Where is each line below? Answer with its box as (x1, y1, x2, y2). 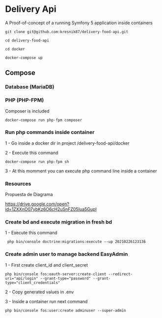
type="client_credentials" (5, 280, 60, 285)
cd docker (5, 46, 26, 51)
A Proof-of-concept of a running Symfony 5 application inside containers (5, 20, 153, 26)
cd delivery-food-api (5, 38, 50, 43)
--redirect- (108, 272, 133, 277)
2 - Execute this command (5, 150, 58, 156)
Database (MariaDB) (5, 83, 55, 90)
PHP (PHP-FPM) (5, 97, 44, 104)
